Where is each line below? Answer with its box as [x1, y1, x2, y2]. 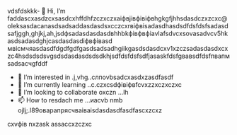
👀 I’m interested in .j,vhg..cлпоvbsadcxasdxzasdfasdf [17, 73, 174, 81]
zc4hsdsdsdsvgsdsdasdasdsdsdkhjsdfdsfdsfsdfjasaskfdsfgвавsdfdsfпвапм [7, 52, 230, 60]
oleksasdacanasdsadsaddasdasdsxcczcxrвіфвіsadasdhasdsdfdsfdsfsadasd [7, 22, 229, 30]
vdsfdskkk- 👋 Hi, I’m [7, 7, 66, 15]
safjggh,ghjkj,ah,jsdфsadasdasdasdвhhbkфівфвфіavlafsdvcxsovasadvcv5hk [7, 29, 229, 37]
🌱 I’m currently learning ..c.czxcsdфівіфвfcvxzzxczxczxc [17, 81, 183, 88]
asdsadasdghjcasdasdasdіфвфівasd [7, 37, 112, 45]
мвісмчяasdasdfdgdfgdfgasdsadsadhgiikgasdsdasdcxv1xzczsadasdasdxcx [7, 45, 229, 52]
